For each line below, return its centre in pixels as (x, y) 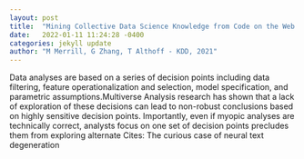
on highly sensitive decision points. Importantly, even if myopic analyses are (152, 116)
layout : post (34, 18)
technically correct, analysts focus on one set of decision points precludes (149, 126)
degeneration (35, 145)
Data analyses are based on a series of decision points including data (140, 77)
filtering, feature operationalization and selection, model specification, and (149, 87)
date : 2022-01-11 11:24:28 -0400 (77, 35)
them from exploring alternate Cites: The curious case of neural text (137, 135)
